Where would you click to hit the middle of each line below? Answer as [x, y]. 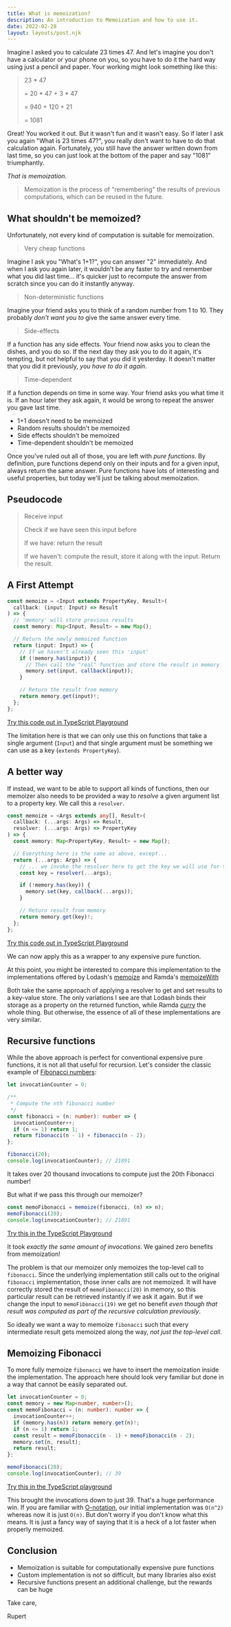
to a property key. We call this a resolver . [66, 803]
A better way [35, 772]
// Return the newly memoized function [70, 639]
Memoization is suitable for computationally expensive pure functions [115, 1567]
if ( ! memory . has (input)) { [58, 658]
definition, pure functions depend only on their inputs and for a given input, [113, 464]
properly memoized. [36, 1529]
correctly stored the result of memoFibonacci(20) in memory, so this [101, 1289]
